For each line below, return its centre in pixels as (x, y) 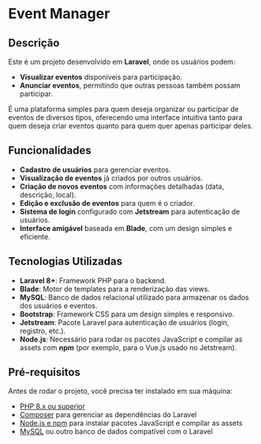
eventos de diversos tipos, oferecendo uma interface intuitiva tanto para (125, 118)
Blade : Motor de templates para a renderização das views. (115, 289)
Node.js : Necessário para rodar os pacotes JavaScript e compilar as (131, 339)
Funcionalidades (50, 151)
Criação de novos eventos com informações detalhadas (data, (122, 186)
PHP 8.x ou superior (52, 406)
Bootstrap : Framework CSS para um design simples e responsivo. (127, 314)
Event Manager (59, 14)
